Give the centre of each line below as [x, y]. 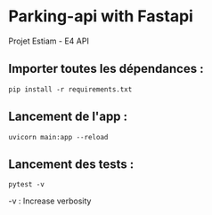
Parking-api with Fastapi [101, 16]
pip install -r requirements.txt [70, 89]
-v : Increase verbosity [50, 201]
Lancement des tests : [71, 164]
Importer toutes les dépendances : [106, 69]
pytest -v [27, 185]
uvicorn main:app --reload [58, 137]
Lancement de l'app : [68, 117]
